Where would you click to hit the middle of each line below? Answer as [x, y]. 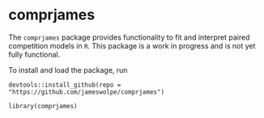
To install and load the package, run [68, 70]
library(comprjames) [43, 106]
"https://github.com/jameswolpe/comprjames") [86, 92]
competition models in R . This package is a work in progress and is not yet [132, 45]
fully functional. [34, 54]
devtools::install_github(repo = [65, 85]
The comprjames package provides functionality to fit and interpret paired [129, 37]
